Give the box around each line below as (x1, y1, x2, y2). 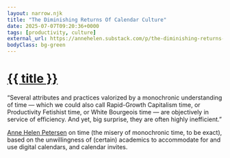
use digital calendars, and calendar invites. (7, 142, 128, 151)
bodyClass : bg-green (7, 42, 66, 48)
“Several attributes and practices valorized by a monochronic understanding (7, 93, 222, 101)
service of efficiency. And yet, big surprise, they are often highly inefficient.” (7, 115, 222, 123)
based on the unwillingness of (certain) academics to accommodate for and (7, 136, 221, 144)
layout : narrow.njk (7, 10, 63, 17)
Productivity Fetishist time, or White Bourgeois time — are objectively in (7, 108, 209, 116)
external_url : (7, 35, 48, 42)
